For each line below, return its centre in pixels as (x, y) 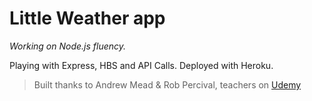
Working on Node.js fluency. (68, 46)
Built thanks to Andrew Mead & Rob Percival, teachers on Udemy (167, 84)
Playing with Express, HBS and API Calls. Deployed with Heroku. (141, 65)
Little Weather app (87, 18)
